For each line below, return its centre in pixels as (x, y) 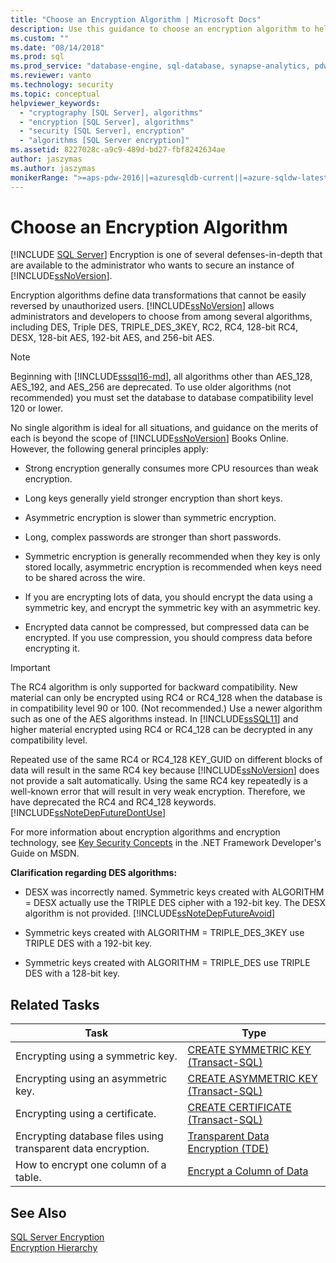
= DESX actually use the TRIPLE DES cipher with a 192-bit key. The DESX (175, 903)
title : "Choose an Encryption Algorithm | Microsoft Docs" (136, 19)
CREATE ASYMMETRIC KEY (252, 1079)
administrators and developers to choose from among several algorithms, (161, 317)
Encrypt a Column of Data (248, 1171)
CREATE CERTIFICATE (239, 1108)
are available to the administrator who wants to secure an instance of (152, 265)
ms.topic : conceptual (55, 94)
